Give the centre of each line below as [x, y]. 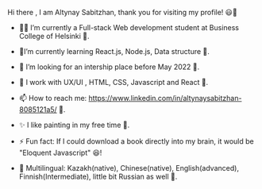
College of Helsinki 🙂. [54, 36]
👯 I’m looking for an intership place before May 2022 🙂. [109, 67]
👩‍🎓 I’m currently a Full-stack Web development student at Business [129, 27]
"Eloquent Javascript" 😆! [60, 152]
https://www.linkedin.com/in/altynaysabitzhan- [165, 98]
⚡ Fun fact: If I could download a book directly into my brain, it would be [137, 141]
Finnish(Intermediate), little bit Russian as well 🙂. [98, 176]
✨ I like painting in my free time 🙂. [74, 125]
